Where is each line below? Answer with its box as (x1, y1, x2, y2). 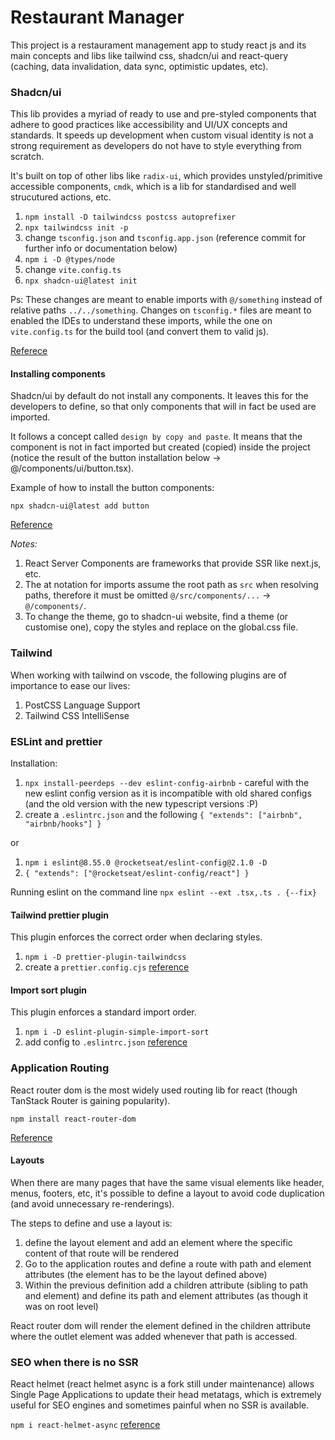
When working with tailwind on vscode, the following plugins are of (10, 669, 288, 681)
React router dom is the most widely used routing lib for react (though (10, 1084, 298, 1096)
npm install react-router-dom (10, 1114, 137, 1124)
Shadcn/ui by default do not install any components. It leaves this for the (10, 390, 309, 402)
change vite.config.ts (24, 264, 122, 276)
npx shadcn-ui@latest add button (10, 501, 150, 511)
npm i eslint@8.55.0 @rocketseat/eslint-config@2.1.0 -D (24, 858, 268, 868)
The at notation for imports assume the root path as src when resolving (24, 579, 319, 591)
